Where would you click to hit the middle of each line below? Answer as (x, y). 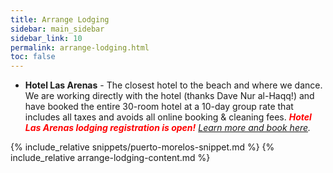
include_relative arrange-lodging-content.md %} (110, 158)
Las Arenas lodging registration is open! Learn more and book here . (168, 128)
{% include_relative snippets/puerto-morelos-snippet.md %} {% (142, 147)
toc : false (33, 57)
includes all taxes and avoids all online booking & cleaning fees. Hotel (168, 117)
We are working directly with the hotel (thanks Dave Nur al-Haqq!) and (169, 96)
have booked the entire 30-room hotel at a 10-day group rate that (159, 107)
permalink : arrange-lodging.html (80, 47)
